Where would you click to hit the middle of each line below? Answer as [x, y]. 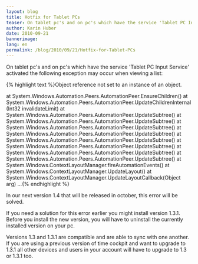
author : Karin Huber [32, 28]
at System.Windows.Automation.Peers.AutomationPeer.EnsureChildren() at [97, 96]
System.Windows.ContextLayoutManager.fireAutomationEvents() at [88, 165]
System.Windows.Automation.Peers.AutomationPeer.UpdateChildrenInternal [99, 102]
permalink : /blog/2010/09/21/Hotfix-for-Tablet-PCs [71, 50]
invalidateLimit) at [43, 108]
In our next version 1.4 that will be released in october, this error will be [92, 195]
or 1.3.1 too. [20, 256]
